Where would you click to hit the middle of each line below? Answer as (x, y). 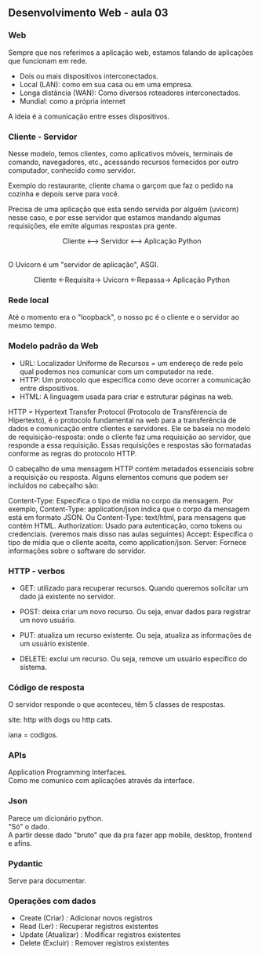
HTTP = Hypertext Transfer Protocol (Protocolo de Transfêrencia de (118, 412)
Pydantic (25, 863)
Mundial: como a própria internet (72, 101)
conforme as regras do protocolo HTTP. (73, 453)
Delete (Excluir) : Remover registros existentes (94, 943)
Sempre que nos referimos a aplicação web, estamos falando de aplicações (131, 52)
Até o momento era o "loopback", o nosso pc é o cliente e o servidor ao (124, 317)
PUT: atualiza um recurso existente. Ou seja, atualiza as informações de (136, 635)
